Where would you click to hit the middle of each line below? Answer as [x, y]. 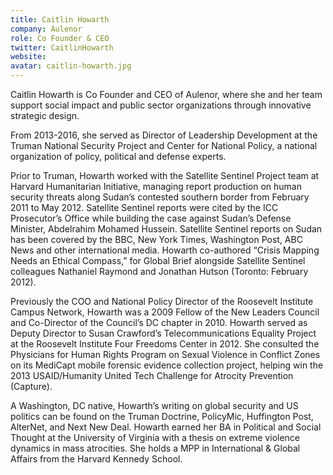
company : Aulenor [46, 29]
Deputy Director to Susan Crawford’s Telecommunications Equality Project [163, 333]
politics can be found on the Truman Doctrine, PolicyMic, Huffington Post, [162, 416]
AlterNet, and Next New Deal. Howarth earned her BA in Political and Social [166, 427]
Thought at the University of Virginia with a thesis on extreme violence [155, 437]
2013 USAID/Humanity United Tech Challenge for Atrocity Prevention [152, 375]
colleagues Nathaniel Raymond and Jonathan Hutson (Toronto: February [159, 271]
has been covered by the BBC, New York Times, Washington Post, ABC [156, 239]
